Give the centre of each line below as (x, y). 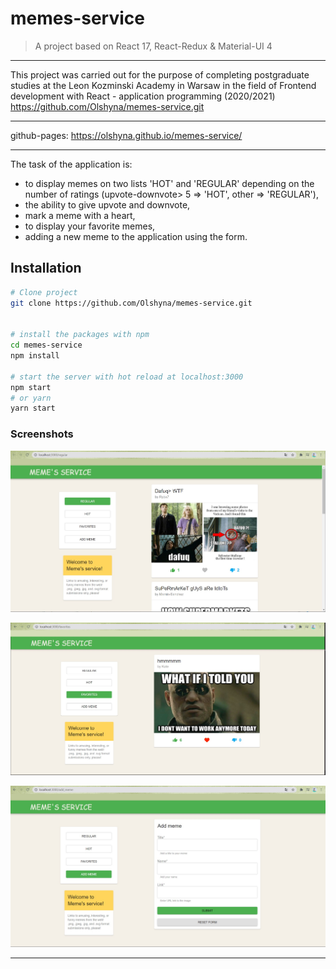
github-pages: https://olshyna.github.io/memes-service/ (126, 135)
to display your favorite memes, (90, 226)
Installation (46, 268)
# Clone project (44, 292)
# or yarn (31, 398)
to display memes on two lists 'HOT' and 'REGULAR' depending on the (169, 183)
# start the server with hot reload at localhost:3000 (127, 377)
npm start (31, 387)
